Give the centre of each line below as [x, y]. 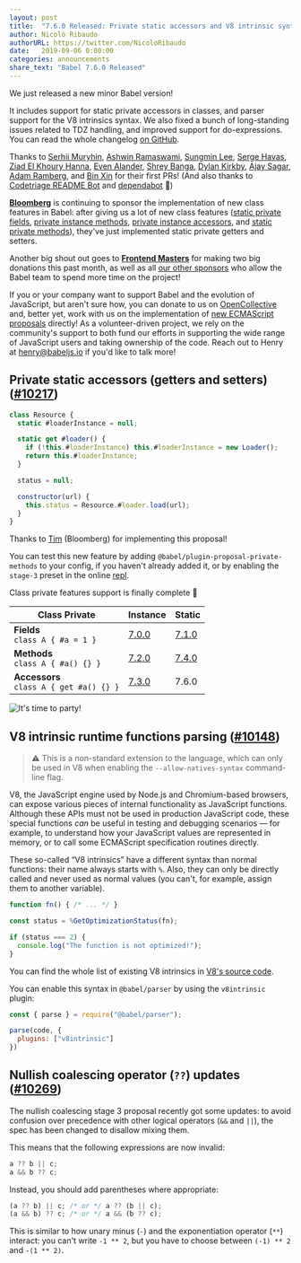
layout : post [34, 18]
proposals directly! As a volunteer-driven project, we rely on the [127, 323]
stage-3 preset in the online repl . [69, 575]
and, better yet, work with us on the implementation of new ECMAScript [142, 313]
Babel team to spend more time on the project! [95, 277]
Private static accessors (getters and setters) [138, 380]
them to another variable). [57, 889]
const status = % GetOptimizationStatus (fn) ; [94, 921]
